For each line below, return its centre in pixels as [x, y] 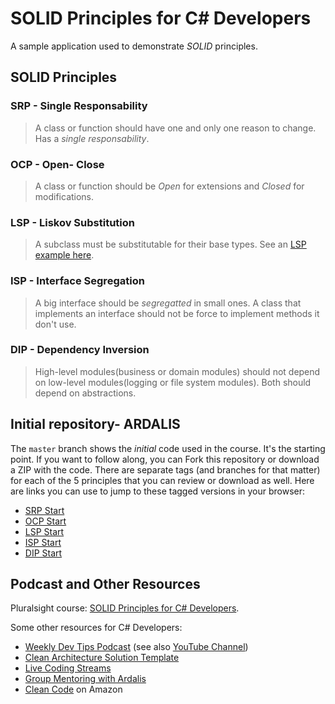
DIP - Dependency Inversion [80, 350]
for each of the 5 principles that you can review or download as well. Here [162, 480]
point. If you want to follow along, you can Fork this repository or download [165, 459]
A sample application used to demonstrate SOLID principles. [134, 46]
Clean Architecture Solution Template [102, 658]
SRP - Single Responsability [79, 106]
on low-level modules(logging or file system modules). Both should [173, 382]
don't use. [55, 324]
